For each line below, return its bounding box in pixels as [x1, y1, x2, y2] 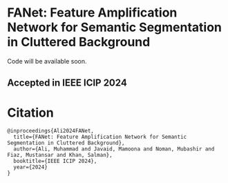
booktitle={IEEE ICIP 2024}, [13, 157, 97, 165]
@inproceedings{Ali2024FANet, [7, 128, 95, 135]
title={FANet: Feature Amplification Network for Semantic [13, 133, 187, 141]
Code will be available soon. [7, 57, 88, 65]
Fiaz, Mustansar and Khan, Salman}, [7, 152, 113, 159]
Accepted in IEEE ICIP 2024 [7, 77, 128, 89]
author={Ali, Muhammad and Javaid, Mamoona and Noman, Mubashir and [13, 146, 215, 153]
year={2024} [13, 164, 48, 171]
